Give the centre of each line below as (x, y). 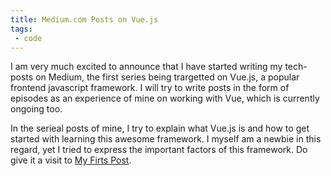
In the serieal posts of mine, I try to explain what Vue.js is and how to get (160, 128)
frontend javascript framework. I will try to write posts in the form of (150, 88)
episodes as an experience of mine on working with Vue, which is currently (165, 98)
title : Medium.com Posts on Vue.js (84, 19)
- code (28, 38)
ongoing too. (36, 109)
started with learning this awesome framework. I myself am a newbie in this (166, 139)
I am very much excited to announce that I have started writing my (146, 67)
